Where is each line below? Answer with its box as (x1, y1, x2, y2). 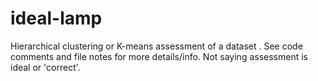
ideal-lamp (10, 7, 103, 30)
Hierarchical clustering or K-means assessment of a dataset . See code (10, 40, 303, 52)
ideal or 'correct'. (10, 61, 81, 73)
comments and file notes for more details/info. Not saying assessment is (10, 50, 308, 62)
